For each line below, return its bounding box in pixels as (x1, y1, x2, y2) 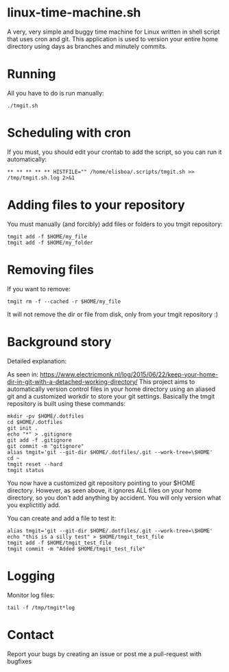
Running (7, 67, 56, 82)
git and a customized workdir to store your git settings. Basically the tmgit (7, 392, 215, 400)
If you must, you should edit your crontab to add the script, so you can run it (7, 148, 222, 156)
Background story (7, 334, 112, 350)
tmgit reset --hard (7, 460, 63, 468)
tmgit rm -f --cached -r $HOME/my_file (7, 298, 121, 305)
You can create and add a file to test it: (7, 514, 117, 522)
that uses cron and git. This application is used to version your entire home (7, 34, 218, 43)
